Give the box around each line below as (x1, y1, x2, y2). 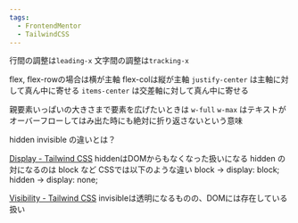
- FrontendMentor (17, 21, 82, 30)
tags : (9, 12, 29, 22)
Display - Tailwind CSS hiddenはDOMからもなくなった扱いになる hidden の (9, 153, 286, 164)
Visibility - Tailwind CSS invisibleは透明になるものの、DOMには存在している (9, 193, 288, 203)
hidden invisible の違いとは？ (9, 135, 116, 145)
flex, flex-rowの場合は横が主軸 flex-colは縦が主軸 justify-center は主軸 (9, 74, 274, 85)
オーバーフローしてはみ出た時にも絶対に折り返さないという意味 (9, 115, 244, 126)
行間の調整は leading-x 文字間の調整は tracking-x (9, 55, 189, 66)
